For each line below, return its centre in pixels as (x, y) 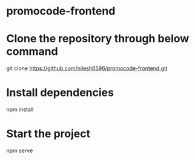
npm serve (20, 150)
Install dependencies (60, 93)
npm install (20, 109)
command (32, 52)
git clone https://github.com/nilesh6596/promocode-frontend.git (87, 68)
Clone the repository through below (98, 39)
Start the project (48, 134)
